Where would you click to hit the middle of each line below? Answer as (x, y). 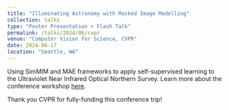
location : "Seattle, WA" (43, 52)
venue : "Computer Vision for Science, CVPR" (72, 39)
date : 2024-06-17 (32, 45)
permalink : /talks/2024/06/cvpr (53, 33)
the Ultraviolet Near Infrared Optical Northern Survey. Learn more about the (114, 78)
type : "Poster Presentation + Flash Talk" (69, 26)
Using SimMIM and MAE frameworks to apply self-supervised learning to (111, 71)
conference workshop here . (47, 86)
